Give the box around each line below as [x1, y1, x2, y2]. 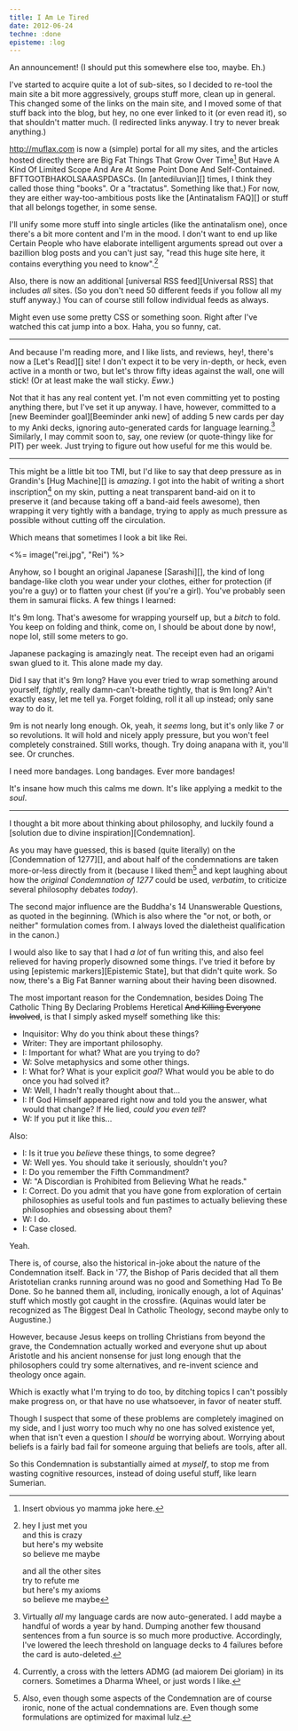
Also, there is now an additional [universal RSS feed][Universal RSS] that [9, 275, 274, 286]
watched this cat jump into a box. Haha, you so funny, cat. [9, 321, 222, 331]
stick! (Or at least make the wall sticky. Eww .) [9, 375, 175, 385]
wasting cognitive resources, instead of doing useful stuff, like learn [9, 1467, 257, 1479]
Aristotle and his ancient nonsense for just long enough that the [9, 1350, 241, 1361]
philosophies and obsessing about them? [21, 1204, 173, 1215]
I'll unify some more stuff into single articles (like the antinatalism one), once [9, 218, 288, 229]
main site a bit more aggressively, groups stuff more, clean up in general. [9, 89, 276, 99]
